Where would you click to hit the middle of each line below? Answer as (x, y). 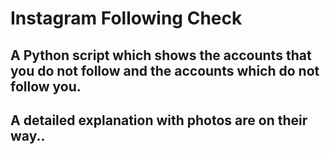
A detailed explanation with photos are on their (159, 120)
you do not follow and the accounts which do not (165, 70)
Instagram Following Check (126, 18)
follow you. (46, 86)
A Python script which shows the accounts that (161, 55)
